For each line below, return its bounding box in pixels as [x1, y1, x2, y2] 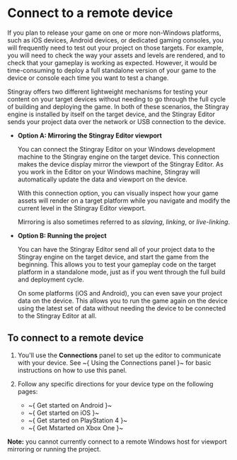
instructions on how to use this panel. [17, 366, 127, 374]
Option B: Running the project [17, 231, 108, 240]
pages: [17, 387, 38, 396]
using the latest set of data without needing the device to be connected [17, 303, 226, 313]
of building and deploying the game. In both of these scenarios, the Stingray [7, 102, 229, 111]
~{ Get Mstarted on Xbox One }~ [28, 423, 124, 432]
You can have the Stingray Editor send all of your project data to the [17, 245, 216, 253]
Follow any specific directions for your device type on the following [17, 379, 214, 388]
